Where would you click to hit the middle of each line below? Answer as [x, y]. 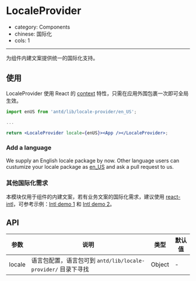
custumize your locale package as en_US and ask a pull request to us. [90, 166]
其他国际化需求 [27, 183]
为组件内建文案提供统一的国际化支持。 [52, 58]
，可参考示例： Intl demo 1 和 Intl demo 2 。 [64, 204]
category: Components [42, 27]
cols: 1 [22, 40]
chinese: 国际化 [33, 34]
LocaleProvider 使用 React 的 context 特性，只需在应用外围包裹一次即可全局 [97, 93]
